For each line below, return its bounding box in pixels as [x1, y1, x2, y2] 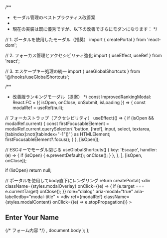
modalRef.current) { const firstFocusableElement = [5, 120, 110, 126]
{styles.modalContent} [5, 199, 51, 205]
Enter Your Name [5, 214, 59, 222]
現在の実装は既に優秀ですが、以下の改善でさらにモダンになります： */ [12, 26, 158, 32]
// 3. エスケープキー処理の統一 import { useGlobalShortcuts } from [5, 68, 141, 74]
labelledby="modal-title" [5, 194, 56, 200]
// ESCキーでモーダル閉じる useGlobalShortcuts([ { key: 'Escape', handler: [5, 147, 158, 152]
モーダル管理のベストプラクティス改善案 [12, 14, 96, 20]
